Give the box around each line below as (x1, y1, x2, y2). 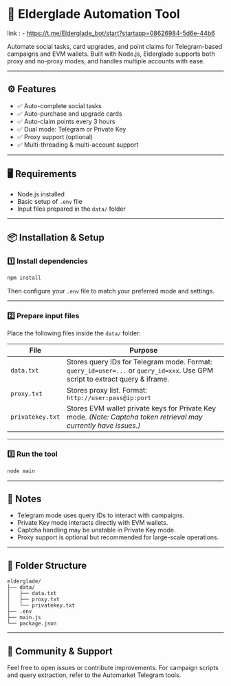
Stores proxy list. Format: (66, 386, 148, 395)
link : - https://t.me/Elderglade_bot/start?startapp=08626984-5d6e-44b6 (7, 29, 215, 37)
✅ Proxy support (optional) (16, 132, 93, 141)
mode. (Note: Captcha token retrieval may (66, 413, 203, 422)
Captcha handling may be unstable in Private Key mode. (16, 526, 176, 534)
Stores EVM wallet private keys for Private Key (66, 404, 217, 413)
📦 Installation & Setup (7, 231, 105, 243)
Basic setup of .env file (16, 197, 82, 205)
